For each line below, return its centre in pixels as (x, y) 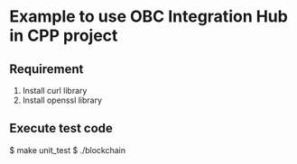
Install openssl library (62, 100)
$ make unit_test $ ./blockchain (68, 150)
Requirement (46, 69)
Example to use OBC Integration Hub (149, 17)
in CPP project (64, 36)
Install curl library (55, 91)
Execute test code (61, 128)
